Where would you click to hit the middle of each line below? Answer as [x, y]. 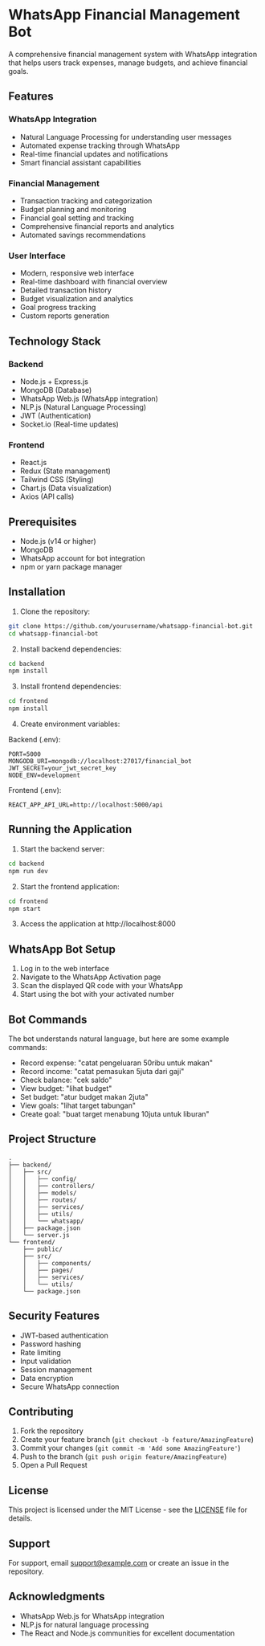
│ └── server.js [39, 1235]
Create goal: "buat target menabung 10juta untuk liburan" [115, 1114]
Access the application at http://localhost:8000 [98, 924]
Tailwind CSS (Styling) [57, 480]
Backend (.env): [35, 740]
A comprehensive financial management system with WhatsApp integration [133, 54]
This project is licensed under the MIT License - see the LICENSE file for [128, 1510]
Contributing [41, 1412]
